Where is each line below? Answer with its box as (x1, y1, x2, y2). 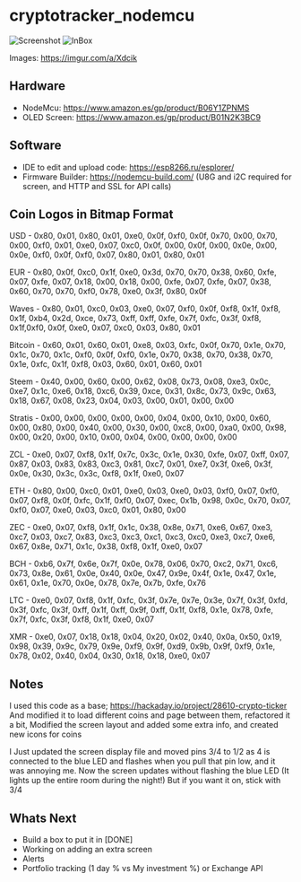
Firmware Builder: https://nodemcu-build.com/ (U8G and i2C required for (21, 171, 292, 182)
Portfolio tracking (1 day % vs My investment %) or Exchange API (21, 863, 263, 873)
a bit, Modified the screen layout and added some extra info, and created (9, 720, 279, 730)
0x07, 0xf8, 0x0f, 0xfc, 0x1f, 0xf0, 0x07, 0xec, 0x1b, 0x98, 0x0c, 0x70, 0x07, (9, 495, 291, 506)
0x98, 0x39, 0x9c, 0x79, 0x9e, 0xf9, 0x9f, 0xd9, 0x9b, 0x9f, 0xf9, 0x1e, (9, 641, 276, 651)
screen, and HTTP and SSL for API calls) (21, 180, 172, 191)
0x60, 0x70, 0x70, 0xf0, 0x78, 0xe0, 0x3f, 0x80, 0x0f (9, 286, 208, 297)
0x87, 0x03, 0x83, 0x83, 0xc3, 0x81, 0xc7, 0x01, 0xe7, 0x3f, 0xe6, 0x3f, (9, 458, 273, 469)
